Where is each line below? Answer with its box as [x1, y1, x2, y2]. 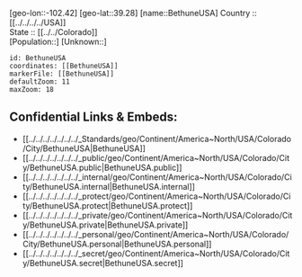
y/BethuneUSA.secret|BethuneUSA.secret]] [22, 257, 184, 268]
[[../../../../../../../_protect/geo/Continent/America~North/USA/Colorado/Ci [22, 191, 291, 201]
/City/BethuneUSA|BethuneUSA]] [22, 143, 147, 154]
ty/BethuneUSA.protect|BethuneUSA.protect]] [22, 200, 193, 210]
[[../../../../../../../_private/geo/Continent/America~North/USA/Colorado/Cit [22, 210, 293, 220]
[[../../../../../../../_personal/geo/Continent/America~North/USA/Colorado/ [22, 228, 289, 239]
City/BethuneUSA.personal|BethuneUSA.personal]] [22, 238, 212, 249]
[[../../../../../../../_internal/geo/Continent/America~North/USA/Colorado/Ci [22, 171, 292, 183]
